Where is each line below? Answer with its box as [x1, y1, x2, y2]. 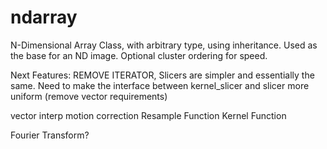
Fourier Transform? [10, 129, 90, 141]
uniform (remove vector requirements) [10, 90, 168, 102]
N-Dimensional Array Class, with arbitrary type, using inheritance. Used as [10, 39, 318, 51]
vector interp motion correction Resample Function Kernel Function [10, 109, 287, 121]
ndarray [10, 6, 78, 29]
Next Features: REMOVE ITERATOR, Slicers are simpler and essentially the [10, 69, 315, 81]
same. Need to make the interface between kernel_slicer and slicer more [10, 79, 310, 91]
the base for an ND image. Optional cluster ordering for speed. [10, 49, 268, 61]
